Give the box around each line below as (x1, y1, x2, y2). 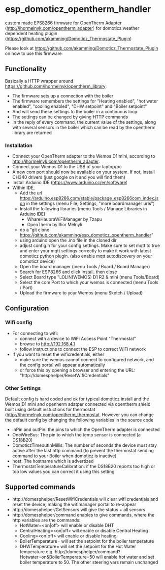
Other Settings (5, 384, 41, 391)
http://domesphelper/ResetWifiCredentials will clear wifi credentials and (12, 496, 159, 502)
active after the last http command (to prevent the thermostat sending (12, 448, 154, 454)
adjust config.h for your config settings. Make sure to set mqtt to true (19, 242, 160, 248)
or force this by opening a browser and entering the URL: (19, 367, 135, 373)
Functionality (5, 65, 47, 73)
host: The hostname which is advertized (12, 458, 94, 464)
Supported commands (5, 483, 75, 491)
